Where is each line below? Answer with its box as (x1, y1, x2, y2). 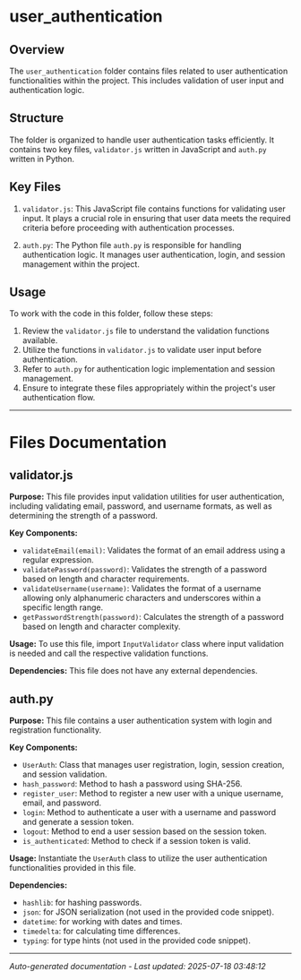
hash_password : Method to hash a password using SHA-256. (21, 778, 243, 789)
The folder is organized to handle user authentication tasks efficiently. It (9, 134, 275, 145)
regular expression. (21, 554, 94, 565)
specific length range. (21, 602, 104, 613)
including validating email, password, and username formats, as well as (9, 501, 272, 511)
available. (21, 335, 58, 346)
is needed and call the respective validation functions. (9, 648, 209, 659)
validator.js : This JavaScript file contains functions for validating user (21, 203, 286, 214)
